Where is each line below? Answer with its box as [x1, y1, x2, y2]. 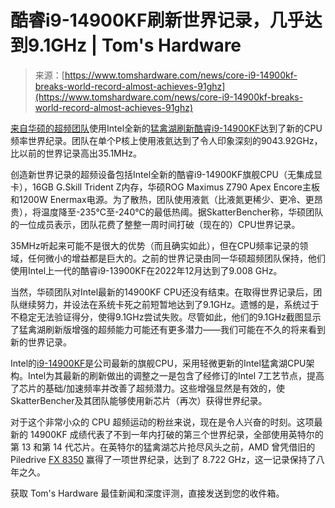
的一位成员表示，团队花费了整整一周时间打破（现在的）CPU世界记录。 [10, 218, 301, 230]
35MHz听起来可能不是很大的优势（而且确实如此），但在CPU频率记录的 [10, 239, 300, 251]
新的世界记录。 [10, 336, 72, 348]
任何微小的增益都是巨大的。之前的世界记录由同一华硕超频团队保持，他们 [27, 252, 326, 264]
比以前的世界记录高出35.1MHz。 [10, 147, 142, 159]
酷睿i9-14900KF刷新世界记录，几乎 [10, 9, 305, 32]
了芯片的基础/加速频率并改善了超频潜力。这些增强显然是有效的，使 [10, 382, 286, 394]
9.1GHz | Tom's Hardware [28, 34, 242, 57]
